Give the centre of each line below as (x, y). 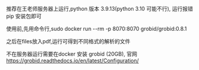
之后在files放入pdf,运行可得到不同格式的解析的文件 (69, 41)
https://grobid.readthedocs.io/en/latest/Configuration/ (72, 61)
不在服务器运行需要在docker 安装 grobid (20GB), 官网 (72, 54)
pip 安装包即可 (24, 16)
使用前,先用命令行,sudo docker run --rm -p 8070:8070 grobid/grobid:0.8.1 (97, 29)
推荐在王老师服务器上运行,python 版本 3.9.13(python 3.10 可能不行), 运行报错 (100, 9)
